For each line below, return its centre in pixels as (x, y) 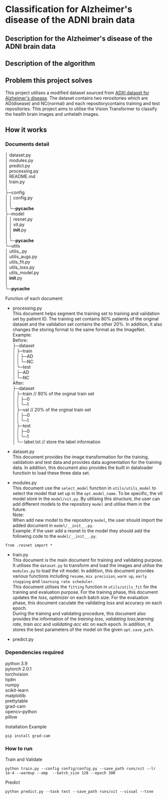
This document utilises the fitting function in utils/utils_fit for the (85, 587)
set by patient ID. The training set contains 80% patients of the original (86, 319)
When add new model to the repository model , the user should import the (88, 520)
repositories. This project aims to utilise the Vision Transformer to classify (81, 109)
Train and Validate (24, 760)
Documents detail (27, 144)
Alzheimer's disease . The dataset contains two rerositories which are (76, 98)
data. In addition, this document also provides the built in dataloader (83, 468)
